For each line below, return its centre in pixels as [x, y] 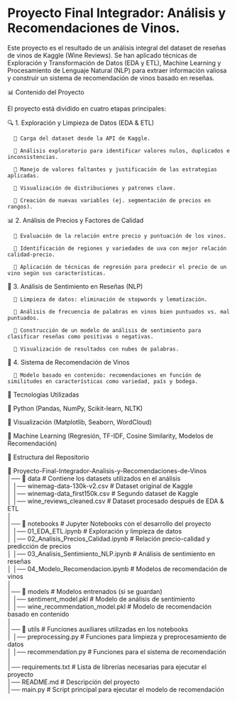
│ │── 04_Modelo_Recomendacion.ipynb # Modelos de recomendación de [117, 568]
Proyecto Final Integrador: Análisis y [117, 13]
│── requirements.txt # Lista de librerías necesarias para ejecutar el [107, 667]
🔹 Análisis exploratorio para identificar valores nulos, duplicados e [122, 150]
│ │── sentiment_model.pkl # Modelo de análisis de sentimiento [101, 599]
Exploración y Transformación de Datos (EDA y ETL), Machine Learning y [114, 62]
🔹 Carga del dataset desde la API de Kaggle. [82, 138]
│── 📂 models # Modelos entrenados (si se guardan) [85, 591]
